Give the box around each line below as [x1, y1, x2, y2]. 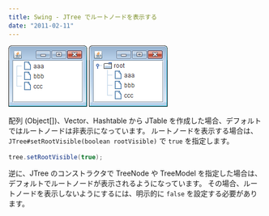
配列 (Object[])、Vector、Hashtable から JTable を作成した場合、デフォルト [8, 116, 262, 125]
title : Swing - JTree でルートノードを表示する [8, 13, 158, 21]
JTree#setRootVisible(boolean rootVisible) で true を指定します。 [8, 136, 234, 146]
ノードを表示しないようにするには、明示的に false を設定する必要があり [15, 188, 258, 198]
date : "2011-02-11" [8, 21, 75, 30]
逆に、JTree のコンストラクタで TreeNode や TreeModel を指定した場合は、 [8, 168, 263, 178]
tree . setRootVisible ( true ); [8, 153, 104, 161]
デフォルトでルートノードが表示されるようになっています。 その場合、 [8, 179, 244, 188]
